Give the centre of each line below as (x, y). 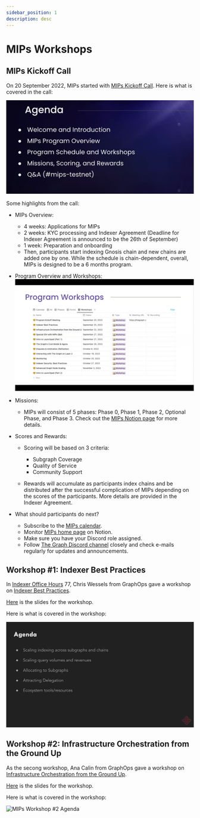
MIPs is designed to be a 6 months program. (78, 264)
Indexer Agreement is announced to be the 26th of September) (101, 239)
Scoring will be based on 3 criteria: (66, 448)
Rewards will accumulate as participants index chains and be (98, 484)
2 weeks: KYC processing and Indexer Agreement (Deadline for (101, 233)
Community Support (57, 472)
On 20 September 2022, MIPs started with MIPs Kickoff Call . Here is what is (99, 85)
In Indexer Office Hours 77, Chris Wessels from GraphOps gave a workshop (99, 584)
